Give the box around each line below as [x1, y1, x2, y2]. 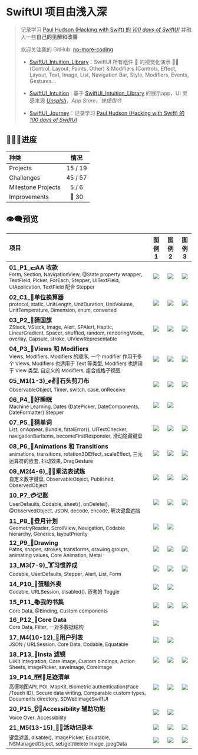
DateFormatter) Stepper [9, 409, 64, 416]
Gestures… [29, 77, 57, 84]
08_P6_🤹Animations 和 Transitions [9, 442, 108, 451]
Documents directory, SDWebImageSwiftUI [9, 696, 109, 702]
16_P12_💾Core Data [9, 615, 67, 624]
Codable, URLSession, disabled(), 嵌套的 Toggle [9, 588, 120, 595]
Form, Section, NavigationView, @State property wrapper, [9, 271, 143, 277]
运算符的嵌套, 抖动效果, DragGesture [9, 458, 93, 464]
